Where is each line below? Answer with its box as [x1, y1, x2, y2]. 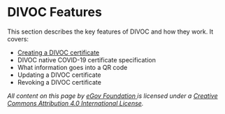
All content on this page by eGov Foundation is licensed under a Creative [7, 92, 218, 100]
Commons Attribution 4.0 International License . [7, 99, 144, 107]
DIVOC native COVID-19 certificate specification [17, 55, 156, 64]
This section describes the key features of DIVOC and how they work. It [7, 27, 214, 36]
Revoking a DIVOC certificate [17, 78, 101, 86]
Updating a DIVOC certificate [17, 71, 101, 79]
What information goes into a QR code [17, 63, 128, 71]
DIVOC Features [7, 4, 103, 20]
